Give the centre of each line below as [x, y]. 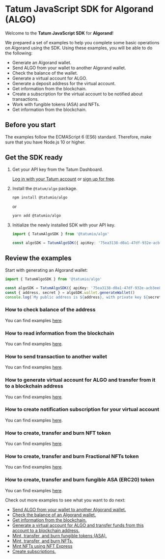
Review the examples [39, 258]
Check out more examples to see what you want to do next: [65, 500]
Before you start [30, 125]
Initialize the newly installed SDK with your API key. [64, 225]
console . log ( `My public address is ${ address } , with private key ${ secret [83, 297]
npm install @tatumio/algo [40, 197]
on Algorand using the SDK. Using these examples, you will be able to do [79, 48]
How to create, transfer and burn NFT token [58, 433]
